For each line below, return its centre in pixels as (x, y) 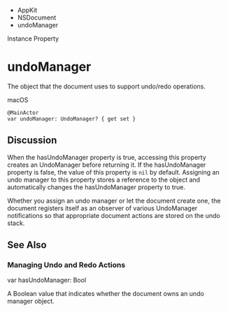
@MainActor (23, 113)
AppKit (27, 10)
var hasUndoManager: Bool (47, 280)
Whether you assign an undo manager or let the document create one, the (114, 201)
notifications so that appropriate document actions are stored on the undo (114, 215)
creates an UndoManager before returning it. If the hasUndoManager (107, 165)
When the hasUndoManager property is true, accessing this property (107, 157)
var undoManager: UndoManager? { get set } (72, 118)
